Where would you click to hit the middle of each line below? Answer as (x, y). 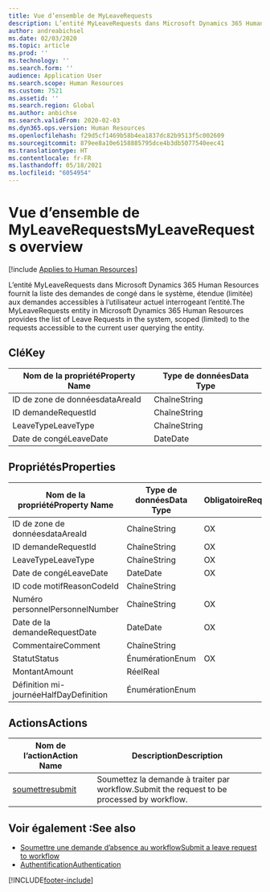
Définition (31, 684)
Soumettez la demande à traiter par (164, 779)
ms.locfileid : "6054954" (50, 173)
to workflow (40, 856)
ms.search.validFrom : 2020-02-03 (64, 121)
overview (51, 247)
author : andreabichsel (46, 31)
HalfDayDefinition (75, 695)
